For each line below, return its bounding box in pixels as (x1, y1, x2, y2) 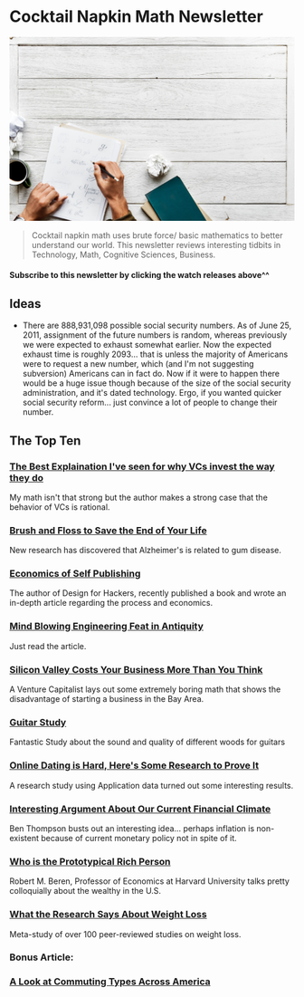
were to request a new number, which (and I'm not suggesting (22, 359, 255, 369)
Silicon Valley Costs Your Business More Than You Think (9, 663, 263, 676)
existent (9, 832, 39, 843)
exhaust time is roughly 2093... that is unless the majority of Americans (22, 349, 289, 359)
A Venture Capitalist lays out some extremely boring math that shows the (9, 684, 281, 695)
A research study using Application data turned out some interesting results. (9, 780, 294, 791)
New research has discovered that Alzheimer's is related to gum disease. (9, 545, 282, 556)
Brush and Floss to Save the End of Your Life (9, 523, 207, 536)
